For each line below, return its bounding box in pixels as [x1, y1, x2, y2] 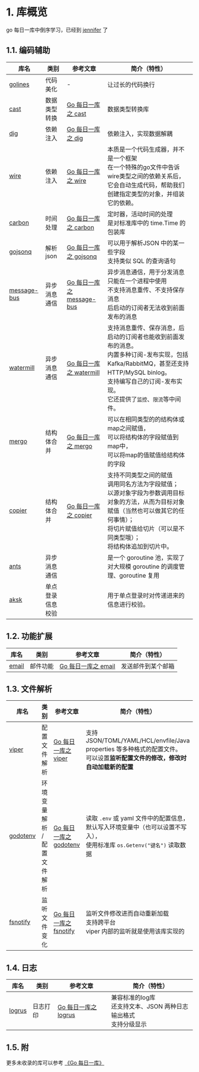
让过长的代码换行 [107, 80, 155, 89]
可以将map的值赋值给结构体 [107, 450, 185, 459]
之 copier [66, 511, 92, 519]
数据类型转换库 [107, 105, 149, 113]
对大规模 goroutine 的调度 [107, 562, 179, 571]
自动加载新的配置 [85, 763, 134, 771]
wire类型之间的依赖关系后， [107, 172, 185, 180]
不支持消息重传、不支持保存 [107, 286, 185, 294]
